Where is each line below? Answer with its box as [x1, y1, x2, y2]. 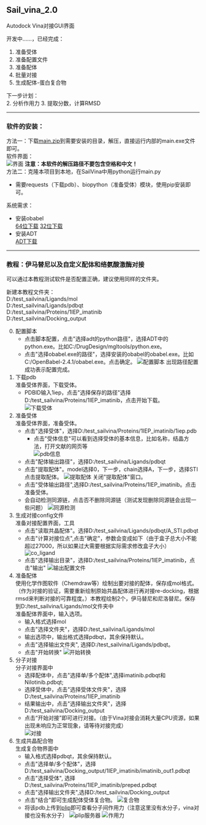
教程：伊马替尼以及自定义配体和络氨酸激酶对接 [6, 260, 145, 269]
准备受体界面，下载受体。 [15, 381, 80, 389]
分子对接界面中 [15, 664, 53, 672]
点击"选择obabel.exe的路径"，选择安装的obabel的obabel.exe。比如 [24, 351, 194, 358]
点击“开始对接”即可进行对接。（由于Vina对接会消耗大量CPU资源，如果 [24, 715, 200, 722]
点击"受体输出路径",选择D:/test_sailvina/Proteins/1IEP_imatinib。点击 [24, 481, 196, 489]
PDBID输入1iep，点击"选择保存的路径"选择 [24, 389, 131, 397]
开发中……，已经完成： [6, 35, 64, 42]
